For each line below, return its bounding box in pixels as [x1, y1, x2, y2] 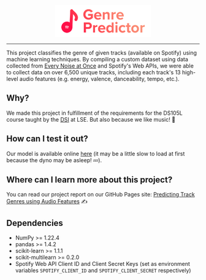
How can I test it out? [6, 134, 88, 144]
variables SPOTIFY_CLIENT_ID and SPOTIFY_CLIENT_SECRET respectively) [15, 266, 191, 274]
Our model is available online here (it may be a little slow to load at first [6, 150, 185, 157]
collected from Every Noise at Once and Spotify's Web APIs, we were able [6, 62, 194, 69]
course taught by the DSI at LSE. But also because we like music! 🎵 [6, 115, 176, 123]
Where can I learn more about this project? [6, 174, 173, 185]
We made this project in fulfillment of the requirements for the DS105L [6, 109, 183, 117]
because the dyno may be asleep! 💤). [6, 156, 102, 164]
